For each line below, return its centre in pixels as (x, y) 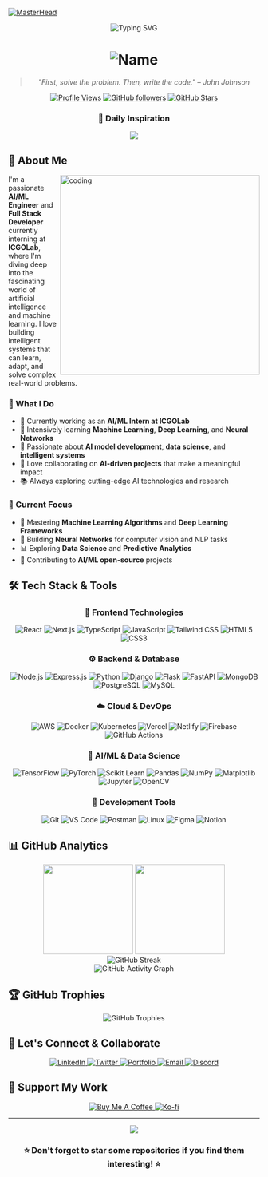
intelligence (27, 307)
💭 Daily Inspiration (134, 118)
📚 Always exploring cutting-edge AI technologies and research (124, 481)
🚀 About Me (38, 160)
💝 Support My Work (58, 1087)
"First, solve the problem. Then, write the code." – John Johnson (144, 82)
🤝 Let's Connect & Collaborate (85, 1043)
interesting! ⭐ (134, 1163)
